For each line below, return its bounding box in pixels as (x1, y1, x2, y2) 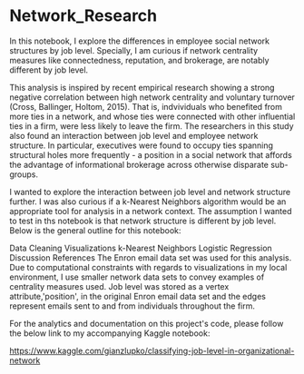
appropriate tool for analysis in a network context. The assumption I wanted (9, 205, 292, 216)
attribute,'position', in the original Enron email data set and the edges (9, 290, 266, 301)
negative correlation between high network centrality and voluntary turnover (9, 92, 295, 103)
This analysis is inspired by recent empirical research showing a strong (9, 82, 275, 93)
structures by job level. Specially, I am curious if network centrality (9, 44, 259, 55)
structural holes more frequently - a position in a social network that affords (9, 149, 292, 160)
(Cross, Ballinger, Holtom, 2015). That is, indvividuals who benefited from (9, 101, 283, 112)
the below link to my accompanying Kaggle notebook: (9, 328, 211, 339)
